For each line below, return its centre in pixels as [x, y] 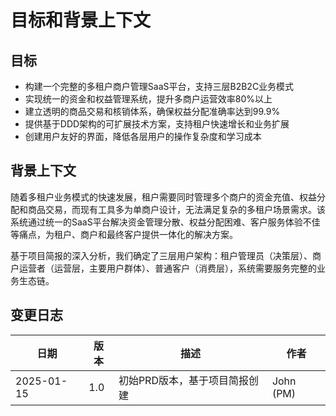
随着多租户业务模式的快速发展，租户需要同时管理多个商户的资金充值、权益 [163, 197]
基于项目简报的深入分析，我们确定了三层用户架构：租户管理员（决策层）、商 [166, 255]
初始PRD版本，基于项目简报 [183, 380]
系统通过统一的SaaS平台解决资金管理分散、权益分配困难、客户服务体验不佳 [165, 222]
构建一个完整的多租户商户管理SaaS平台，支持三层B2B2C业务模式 [159, 86]
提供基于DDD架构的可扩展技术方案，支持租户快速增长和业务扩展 [157, 124]
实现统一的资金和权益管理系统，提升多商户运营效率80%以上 [148, 99]
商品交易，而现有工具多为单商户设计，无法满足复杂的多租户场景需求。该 [176, 209]
